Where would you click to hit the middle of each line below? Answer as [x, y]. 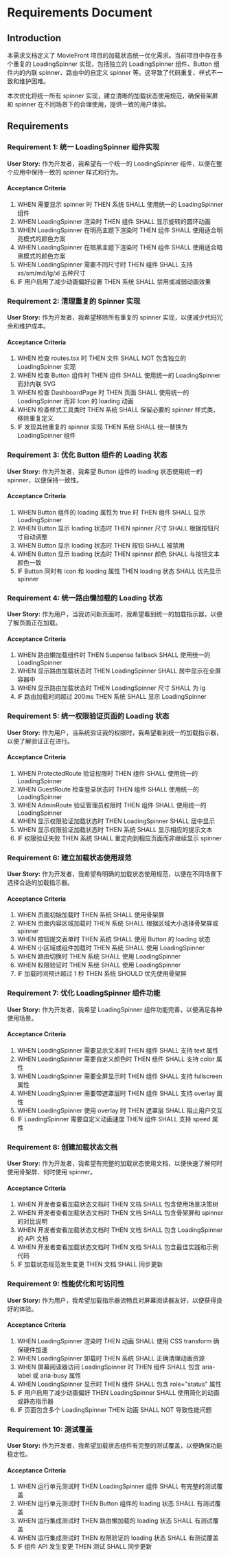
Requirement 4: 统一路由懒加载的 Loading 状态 [85, 598]
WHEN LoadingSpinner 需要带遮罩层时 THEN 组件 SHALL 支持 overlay [116, 1093]
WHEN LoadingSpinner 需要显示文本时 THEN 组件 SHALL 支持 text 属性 [118, 1050]
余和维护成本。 [28, 326]
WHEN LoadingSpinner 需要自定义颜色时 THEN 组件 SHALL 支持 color [116, 1059]
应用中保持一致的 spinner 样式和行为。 [67, 172]
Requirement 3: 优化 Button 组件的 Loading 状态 [87, 455]
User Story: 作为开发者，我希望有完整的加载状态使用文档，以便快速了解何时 [115, 1163]
